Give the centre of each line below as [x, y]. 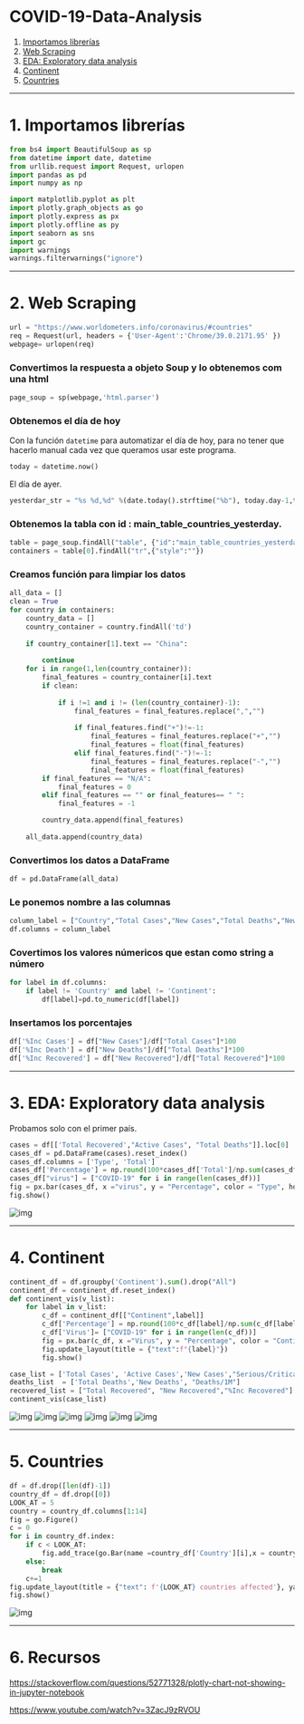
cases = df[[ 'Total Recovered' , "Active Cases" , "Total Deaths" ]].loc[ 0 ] [149, 1145]
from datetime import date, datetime [81, 158]
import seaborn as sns [52, 233]
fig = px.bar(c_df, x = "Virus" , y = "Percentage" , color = [156, 1341]
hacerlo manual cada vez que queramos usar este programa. [123, 450]
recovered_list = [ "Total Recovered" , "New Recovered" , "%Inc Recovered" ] [152, 1391]
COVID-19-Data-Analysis [106, 17]
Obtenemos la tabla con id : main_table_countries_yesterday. [146, 524]
